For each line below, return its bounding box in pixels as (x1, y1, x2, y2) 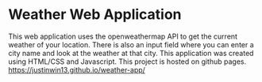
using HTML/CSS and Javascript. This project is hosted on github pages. (8, 57, 247, 66)
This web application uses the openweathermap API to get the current (8, 32, 238, 41)
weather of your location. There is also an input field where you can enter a (8, 39, 254, 49)
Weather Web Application (8, 6, 182, 24)
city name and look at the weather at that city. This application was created (8, 48, 254, 58)
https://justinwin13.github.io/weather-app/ (8, 65, 145, 74)
